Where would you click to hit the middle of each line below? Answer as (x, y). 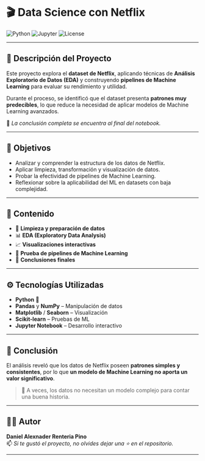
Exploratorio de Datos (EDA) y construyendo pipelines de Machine (91, 80)
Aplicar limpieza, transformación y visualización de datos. (88, 169)
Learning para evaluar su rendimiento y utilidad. (67, 86)
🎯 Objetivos (29, 148)
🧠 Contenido (31, 213)
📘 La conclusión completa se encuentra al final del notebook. (84, 123)
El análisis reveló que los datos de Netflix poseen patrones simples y (93, 365)
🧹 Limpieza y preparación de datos (60, 228)
